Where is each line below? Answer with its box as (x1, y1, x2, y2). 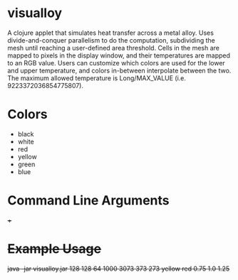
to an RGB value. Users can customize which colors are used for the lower (7, 58, 226, 67)
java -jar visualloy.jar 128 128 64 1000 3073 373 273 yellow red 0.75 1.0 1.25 (7, 264, 230, 273)
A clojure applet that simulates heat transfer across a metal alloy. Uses (7, 28, 214, 37)
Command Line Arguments (7, 193, 170, 209)
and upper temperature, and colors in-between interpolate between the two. (7, 66, 232, 75)
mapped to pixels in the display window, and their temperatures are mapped (7, 51, 230, 60)
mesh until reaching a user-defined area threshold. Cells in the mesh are (7, 43, 219, 52)
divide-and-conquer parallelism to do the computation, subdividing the (7, 36, 215, 44)
